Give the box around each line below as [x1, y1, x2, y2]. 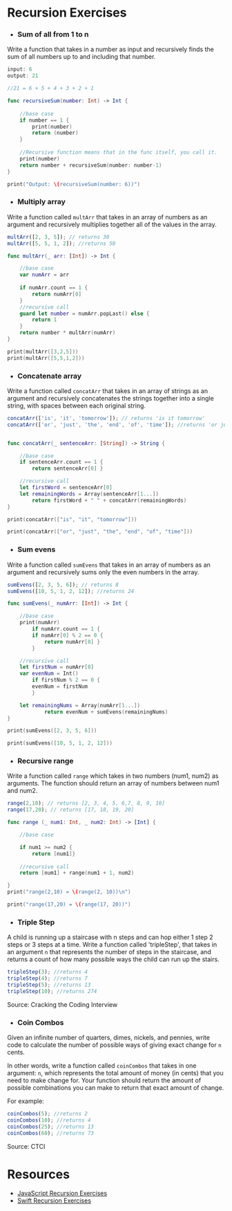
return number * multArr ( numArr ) [19, 329, 116, 336]
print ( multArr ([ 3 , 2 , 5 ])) [7, 348, 79, 355]
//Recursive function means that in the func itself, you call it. [19, 149, 217, 156]
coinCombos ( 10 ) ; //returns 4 [7, 1116, 91, 1124]
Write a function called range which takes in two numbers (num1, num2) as [7, 772, 219, 780]
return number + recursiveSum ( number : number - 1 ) [19, 161, 162, 169]
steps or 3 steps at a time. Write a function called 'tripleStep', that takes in [7, 940, 217, 949]
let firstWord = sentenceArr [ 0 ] [19, 484, 113, 491]
